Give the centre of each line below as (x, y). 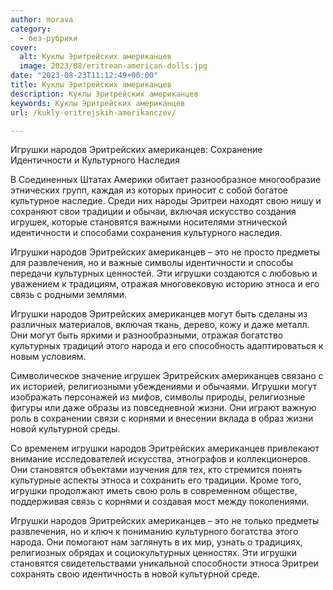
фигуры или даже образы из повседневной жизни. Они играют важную (163, 408)
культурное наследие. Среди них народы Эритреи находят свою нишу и (166, 201)
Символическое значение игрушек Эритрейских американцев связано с (167, 376)
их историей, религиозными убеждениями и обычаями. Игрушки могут (164, 387)
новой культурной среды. (65, 429)
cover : (24, 47)
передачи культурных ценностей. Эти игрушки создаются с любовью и (164, 273)
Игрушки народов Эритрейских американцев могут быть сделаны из (159, 314)
